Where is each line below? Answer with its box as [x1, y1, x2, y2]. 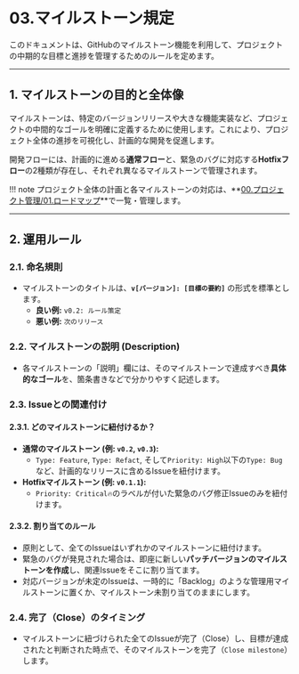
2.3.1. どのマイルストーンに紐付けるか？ [9, 422, 156, 433]
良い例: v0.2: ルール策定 [35, 305, 122, 316]
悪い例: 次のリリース [35, 316, 104, 327]
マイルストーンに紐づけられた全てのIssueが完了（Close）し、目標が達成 [21, 633, 289, 644]
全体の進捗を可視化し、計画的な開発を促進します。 [32, 134, 220, 145]
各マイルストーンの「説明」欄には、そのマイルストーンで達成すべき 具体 [21, 362, 287, 373]
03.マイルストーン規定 [9, 8, 175, 28]
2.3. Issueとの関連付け [9, 398, 108, 410]
